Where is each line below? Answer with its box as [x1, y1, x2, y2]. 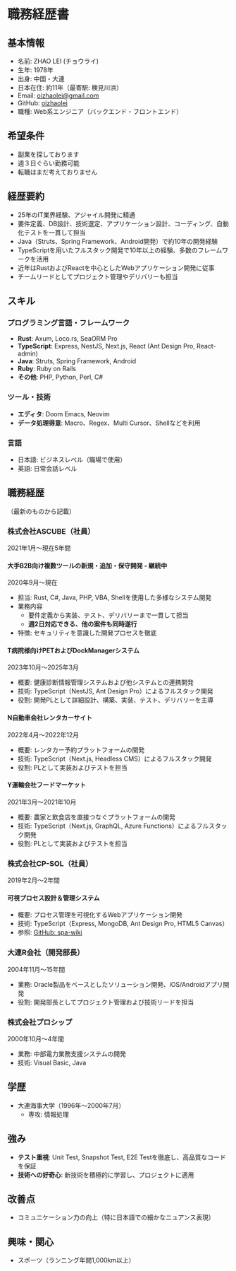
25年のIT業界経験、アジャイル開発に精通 [17, 210, 136, 219]
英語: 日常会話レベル [17, 464, 77, 472]
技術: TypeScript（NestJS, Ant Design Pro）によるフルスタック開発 [17, 687, 213, 696]
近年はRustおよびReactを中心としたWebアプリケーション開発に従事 [17, 263, 215, 272]
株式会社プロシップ [7, 1017, 73, 1027]
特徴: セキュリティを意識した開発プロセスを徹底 [17, 628, 157, 637]
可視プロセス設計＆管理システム [7, 894, 100, 902]
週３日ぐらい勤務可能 [17, 158, 80, 167]
